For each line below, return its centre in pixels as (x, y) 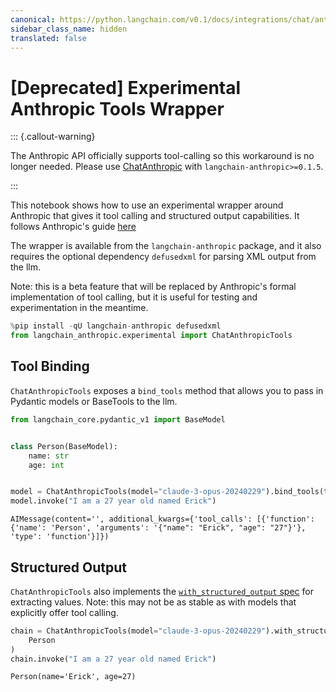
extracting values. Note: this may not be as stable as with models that (153, 602)
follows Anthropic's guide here (73, 227)
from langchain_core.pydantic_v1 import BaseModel (118, 419)
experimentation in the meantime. (79, 308)
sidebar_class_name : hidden (69, 29)
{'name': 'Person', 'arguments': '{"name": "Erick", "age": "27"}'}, (158, 528)
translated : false (48, 38)
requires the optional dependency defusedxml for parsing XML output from (163, 257)
